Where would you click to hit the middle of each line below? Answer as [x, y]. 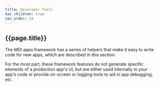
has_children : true [25, 14]
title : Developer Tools [29, 9]
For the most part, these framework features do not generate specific [74, 64]
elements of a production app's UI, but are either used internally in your [76, 69]
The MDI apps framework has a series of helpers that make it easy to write [79, 50]
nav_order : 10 [19, 18]
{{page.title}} [26, 38]
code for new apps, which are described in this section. [61, 55]
